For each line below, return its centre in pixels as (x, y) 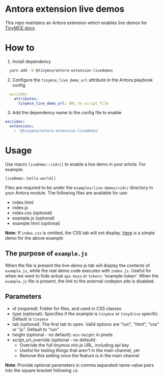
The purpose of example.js (46, 254)
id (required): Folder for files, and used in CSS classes (67, 308)
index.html (23, 202)
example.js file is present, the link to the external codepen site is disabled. (80, 281)
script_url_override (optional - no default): (54, 340)
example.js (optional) (33, 218)
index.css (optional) (32, 213)
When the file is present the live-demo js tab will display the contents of (78, 265)
